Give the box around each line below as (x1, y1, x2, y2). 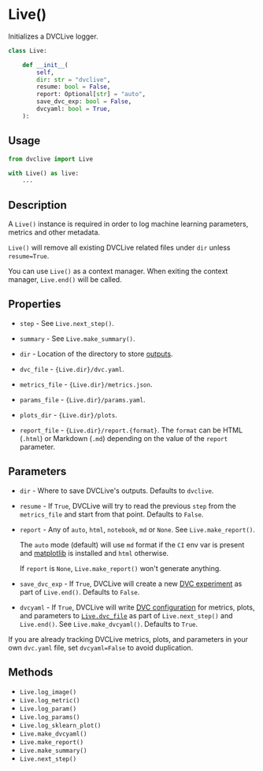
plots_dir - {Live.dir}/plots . (19, 410, 118, 419)
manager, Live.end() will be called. (8, 275, 122, 284)
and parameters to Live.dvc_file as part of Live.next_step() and (19, 610, 234, 620)
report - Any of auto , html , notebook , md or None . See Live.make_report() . (19, 525, 256, 534)
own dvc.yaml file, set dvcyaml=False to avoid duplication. (8, 643, 194, 652)
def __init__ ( (22, 61, 69, 69)
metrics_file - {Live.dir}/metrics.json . (19, 380, 153, 389)
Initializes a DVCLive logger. (8, 32, 98, 41)
